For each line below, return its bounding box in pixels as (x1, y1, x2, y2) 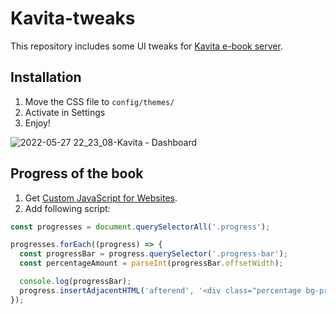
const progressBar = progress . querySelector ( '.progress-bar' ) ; (19, 249, 288, 259)
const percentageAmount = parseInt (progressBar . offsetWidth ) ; (19, 258, 284, 269)
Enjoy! (24, 117, 51, 129)
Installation (10, 69, 82, 86)
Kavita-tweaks (10, 7, 136, 30)
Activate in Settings (24, 106, 106, 118)
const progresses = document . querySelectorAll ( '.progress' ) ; (10, 222, 271, 232)
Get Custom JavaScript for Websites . (24, 192, 178, 204)
